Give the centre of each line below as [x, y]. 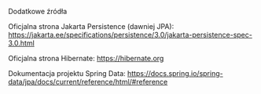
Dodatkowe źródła [38, 11]
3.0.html [22, 43]
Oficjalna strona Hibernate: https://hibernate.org [86, 58]
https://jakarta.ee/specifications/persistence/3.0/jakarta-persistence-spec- [130, 35]
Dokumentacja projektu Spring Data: [67, 73]
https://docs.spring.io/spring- [175, 73]
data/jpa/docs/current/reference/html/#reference [88, 82]
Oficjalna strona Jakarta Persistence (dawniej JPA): [91, 26]
